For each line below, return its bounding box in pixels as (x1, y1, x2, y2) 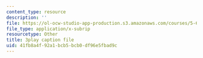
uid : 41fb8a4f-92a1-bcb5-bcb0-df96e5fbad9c (6, 43, 118, 49)
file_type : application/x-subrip (6, 25, 91, 32)
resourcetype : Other (6, 31, 59, 37)
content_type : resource (6, 8, 66, 15)
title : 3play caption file (6, 37, 74, 43)
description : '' (6, 14, 47, 21)
